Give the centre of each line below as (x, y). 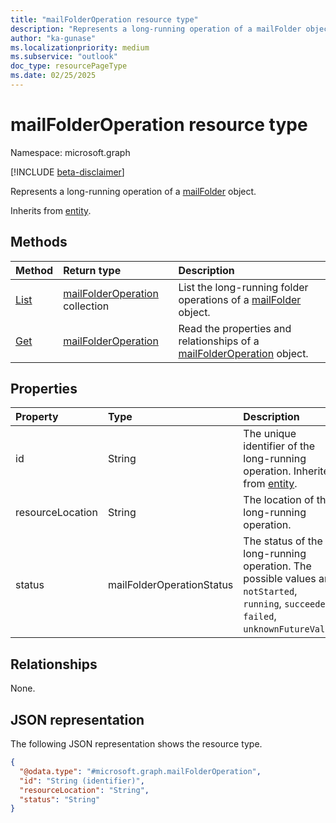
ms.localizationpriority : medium (80, 47)
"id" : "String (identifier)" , (82, 781)
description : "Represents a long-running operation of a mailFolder (156, 29)
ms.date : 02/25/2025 (53, 76)
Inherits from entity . (51, 210)
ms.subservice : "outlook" (64, 57)
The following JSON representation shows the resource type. (136, 744)
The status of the (283, 541)
